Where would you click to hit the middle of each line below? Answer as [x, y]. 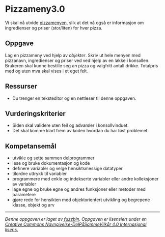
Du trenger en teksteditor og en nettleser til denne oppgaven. [74, 98]
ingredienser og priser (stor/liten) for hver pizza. [54, 28]
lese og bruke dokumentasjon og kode [51, 163]
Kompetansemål [31, 146]
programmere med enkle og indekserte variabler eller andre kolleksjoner [85, 179]
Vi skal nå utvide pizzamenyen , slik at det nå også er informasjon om [74, 23]
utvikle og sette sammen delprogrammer [53, 158]
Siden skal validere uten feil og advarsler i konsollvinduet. [70, 125]
